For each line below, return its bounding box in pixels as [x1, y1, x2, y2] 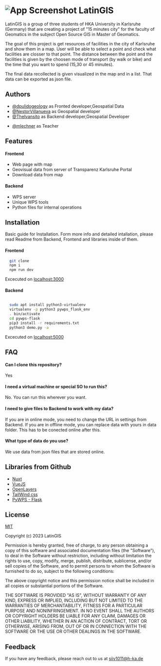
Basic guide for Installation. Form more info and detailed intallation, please [5, 231, 154, 237]
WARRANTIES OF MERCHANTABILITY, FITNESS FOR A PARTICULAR [5, 603, 143, 609]
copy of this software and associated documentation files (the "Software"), [5, 548, 156, 553]
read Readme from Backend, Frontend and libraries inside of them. [5, 236, 139, 242]
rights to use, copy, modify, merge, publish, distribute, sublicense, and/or [5, 558, 152, 564]
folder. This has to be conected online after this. [5, 427, 101, 433]
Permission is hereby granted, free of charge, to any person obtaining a [5, 542, 148, 548]
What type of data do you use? [5, 438, 69, 444]
